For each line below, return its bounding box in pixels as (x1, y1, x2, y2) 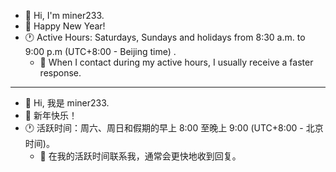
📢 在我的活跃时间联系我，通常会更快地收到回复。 (39, 150, 242, 162)
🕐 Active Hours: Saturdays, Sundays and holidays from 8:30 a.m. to (24, 31, 306, 43)
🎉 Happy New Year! (24, 20, 106, 32)
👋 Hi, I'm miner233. (24, 10, 105, 21)
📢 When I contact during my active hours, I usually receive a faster (39, 56, 314, 68)
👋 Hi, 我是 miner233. (24, 97, 110, 109)
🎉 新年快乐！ (24, 110, 78, 121)
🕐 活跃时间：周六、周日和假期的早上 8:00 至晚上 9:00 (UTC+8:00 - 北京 (24, 122, 324, 134)
